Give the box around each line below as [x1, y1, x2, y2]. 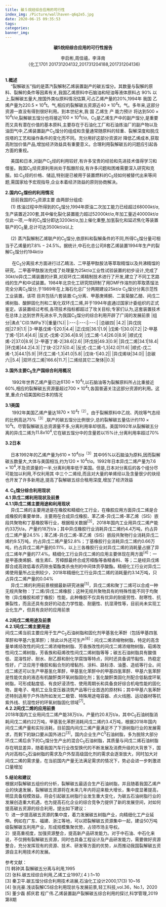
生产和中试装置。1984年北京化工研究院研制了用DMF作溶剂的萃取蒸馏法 [13, 280, 159, 286]
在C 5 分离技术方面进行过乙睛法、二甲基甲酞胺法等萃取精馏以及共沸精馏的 [11, 260, 161, 267]
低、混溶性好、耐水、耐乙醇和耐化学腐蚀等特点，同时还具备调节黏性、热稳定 [5, 656, 161, 662]
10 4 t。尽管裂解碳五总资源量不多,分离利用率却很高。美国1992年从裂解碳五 [5, 423, 155, 429]
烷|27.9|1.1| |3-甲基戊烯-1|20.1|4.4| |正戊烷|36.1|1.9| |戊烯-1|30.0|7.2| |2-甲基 [5, 326, 158, 332]
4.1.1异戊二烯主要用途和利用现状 [5, 501, 70, 507]
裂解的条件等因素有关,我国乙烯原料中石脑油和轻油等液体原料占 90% [13, 90, 152, 95]
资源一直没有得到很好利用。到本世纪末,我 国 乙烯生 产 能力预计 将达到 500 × [5, 108, 159, 114]
